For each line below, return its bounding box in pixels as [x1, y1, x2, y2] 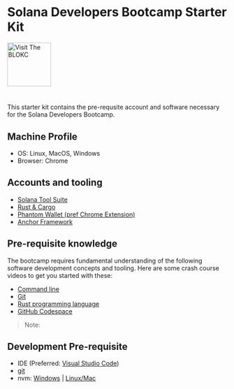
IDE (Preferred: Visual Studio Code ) [17, 359, 119, 367]
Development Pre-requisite [7, 340, 128, 353]
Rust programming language [17, 300, 100, 308]
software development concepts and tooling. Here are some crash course [7, 263, 220, 272]
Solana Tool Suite [17, 195, 68, 203]
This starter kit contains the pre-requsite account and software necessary [7, 103, 220, 112]
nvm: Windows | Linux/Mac [17, 374, 96, 383]
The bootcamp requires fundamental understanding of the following [7, 256, 203, 265]
